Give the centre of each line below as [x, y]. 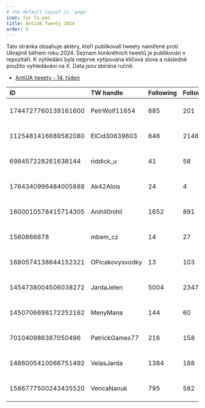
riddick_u [104, 161]
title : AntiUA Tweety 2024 [41, 23]
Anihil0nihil [106, 212]
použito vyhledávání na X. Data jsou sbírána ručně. [70, 66]
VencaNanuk [109, 388]
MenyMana [107, 313]
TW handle [107, 93]
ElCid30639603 [114, 136]
